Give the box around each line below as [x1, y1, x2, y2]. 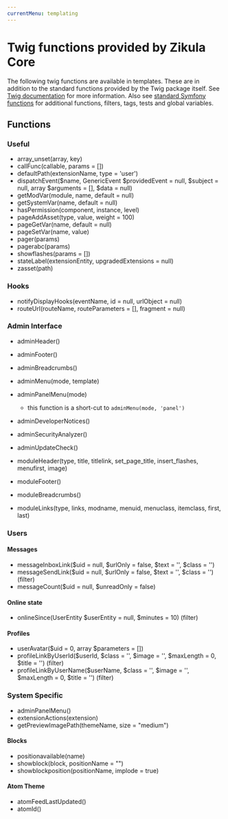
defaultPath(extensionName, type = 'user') [16, 170, 139, 178]
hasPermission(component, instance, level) [16, 206, 139, 214]
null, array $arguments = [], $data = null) [16, 184, 133, 192]
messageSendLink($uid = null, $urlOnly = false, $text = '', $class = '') [16, 568, 214, 576]
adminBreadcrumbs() [16, 363, 78, 371]
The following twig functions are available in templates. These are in [7, 77, 200, 85]
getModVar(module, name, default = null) [16, 192, 135, 200]
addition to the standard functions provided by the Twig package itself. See [7, 84, 220, 93]
